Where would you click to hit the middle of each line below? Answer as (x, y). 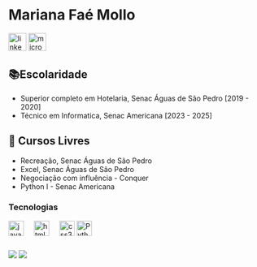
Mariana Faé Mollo (72, 15)
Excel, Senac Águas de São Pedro (77, 169)
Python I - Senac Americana (68, 186)
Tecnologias (33, 207)
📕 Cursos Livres (49, 141)
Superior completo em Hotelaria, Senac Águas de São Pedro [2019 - (135, 98)
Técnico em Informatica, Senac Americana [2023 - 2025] (116, 115)
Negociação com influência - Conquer (84, 178)
